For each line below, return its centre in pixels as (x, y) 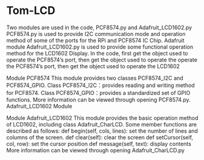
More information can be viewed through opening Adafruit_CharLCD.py (95, 150)
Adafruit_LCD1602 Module (39, 106)
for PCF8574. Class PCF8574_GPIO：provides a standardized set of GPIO (98, 92)
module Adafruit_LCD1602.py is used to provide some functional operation (100, 47)
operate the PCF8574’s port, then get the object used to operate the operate (102, 60)
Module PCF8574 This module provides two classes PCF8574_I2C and (95, 78)
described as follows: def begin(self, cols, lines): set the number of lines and (102, 131)
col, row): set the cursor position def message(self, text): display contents (99, 144)
